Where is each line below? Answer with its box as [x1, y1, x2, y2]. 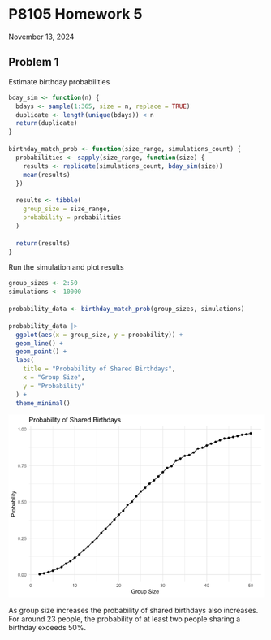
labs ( [15, 357, 35, 365]
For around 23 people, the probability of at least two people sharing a [8, 614, 241, 624]
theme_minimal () [15, 399, 71, 407]
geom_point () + [15, 348, 67, 356]
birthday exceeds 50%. [8, 622, 87, 632]
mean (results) [23, 171, 71, 179]
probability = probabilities [23, 214, 122, 222]
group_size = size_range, [23, 205, 111, 214]
